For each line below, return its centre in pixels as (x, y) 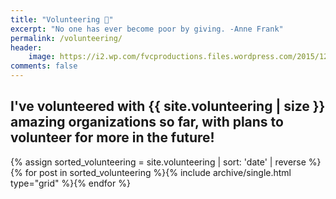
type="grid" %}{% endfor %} (70, 183)
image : (42, 57)
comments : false (44, 66)
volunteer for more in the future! (112, 137)
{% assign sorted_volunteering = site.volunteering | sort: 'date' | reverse (158, 162)
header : (26, 47)
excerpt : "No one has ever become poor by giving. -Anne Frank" (147, 29)
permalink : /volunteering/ (66, 38)
